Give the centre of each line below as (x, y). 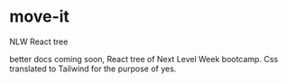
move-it (40, 17)
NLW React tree (39, 41)
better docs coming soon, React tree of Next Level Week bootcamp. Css (143, 59)
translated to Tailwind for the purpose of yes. (93, 69)
